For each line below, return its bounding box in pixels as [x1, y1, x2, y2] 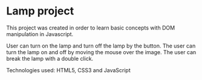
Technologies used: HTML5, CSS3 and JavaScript [6, 66, 131, 73]
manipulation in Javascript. [6, 30, 74, 37]
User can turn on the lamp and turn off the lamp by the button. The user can [6, 42, 196, 49]
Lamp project [6, 4, 74, 18]
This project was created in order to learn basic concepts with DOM [6, 24, 175, 31]
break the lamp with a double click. [6, 55, 94, 62]
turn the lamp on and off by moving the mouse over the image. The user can [6, 48, 197, 55]
